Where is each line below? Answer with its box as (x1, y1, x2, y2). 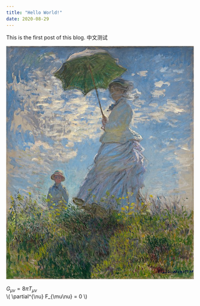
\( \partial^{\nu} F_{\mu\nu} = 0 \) (6, 292, 87, 300)
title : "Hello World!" (6, 10, 62, 15)
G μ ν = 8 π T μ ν (6, 285, 37, 293)
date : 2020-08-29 (6, 15, 49, 22)
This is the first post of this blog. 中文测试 (6, 33, 108, 41)
